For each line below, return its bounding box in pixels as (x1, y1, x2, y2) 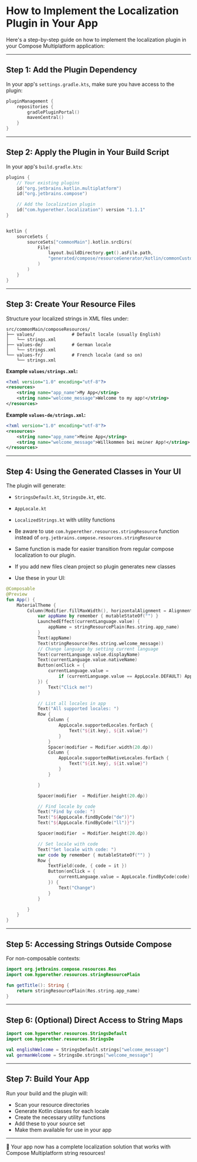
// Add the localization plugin (16, 201, 96, 207)
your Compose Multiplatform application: (6, 42, 105, 49)
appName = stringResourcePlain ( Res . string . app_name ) (47, 624, 180, 630)
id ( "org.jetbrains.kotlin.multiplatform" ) (16, 185, 122, 191)
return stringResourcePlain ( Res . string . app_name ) (16, 988, 141, 994)
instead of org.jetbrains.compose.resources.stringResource (14, 534, 161, 541)
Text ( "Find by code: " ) (37, 809, 96, 815)
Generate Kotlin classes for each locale (14, 1107, 110, 1114)
